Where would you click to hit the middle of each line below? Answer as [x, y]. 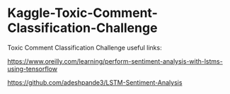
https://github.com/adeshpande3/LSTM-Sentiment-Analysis [95, 82]
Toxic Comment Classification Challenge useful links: [85, 47]
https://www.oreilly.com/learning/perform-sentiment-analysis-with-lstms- [115, 61]
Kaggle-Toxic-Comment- [82, 13]
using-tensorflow [33, 69]
